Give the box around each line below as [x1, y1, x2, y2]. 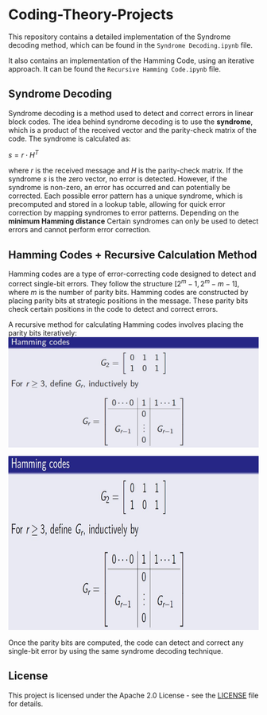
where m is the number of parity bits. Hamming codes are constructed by [8, 287, 249, 297]
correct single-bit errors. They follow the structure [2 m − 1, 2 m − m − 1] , [8, 278, 240, 288]
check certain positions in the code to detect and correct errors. [8, 304, 219, 313]
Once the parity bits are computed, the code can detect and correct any [8, 638, 244, 647]
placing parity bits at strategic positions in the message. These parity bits [8, 296, 249, 305]
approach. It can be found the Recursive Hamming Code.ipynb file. [8, 64, 221, 73]
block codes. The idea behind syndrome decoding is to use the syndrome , [8, 117, 253, 126]
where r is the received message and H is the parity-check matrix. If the [8, 165, 244, 176]
